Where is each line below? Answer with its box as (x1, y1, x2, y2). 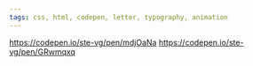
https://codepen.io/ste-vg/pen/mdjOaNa (9, 37, 157, 48)
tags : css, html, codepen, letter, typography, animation (9, 12, 228, 22)
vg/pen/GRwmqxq (9, 46, 75, 57)
